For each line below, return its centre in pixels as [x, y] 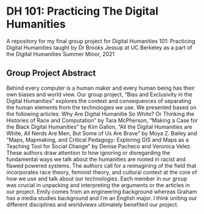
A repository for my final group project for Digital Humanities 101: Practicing [101, 41]
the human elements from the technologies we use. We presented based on [101, 107]
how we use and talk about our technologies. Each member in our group [97, 179]
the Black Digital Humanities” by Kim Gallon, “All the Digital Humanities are [99, 127]
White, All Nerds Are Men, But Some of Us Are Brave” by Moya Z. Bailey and [102, 133]
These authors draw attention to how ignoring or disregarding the [88, 152]
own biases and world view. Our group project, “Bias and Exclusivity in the [100, 94]
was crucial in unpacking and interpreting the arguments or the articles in [98, 185]
